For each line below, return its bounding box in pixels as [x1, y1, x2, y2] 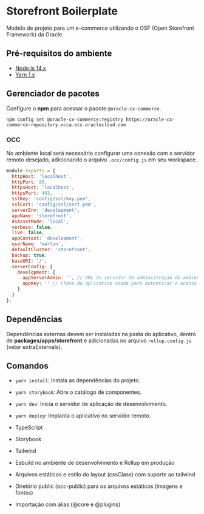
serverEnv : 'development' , [12, 207, 80, 213]
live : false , [12, 229, 45, 236]
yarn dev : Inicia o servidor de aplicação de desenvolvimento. [15, 401, 168, 408]
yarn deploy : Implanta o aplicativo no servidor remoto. [15, 412, 151, 419]
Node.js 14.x [15, 64, 47, 72]
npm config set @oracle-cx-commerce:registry [6, 117, 123, 123]
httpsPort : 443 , [12, 190, 53, 197]
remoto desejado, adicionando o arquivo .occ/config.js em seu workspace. [6, 156, 197, 163]
